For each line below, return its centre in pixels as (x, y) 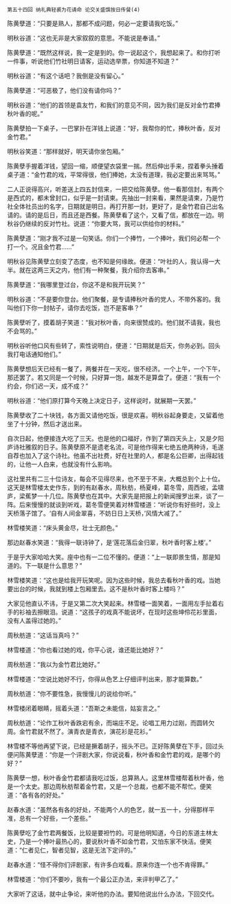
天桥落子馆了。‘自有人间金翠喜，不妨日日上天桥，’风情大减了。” (95, 513)
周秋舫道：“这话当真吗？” (43, 635)
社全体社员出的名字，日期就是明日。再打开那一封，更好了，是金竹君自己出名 (115, 206)
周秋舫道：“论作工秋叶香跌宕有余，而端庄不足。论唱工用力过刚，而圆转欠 (111, 723)
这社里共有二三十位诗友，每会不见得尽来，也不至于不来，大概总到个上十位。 (115, 479)
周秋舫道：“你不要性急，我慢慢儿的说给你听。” (71, 694)
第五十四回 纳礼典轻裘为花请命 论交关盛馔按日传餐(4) (74, 10)
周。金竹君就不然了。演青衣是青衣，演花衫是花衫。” (79, 731)
